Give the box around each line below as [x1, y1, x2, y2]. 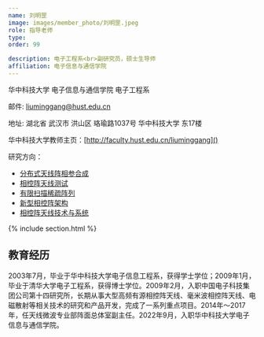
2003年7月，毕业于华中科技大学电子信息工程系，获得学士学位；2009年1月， [8, 271, 256, 280]
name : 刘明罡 [8, 11, 47, 20]
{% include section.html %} [8, 224, 97, 233]
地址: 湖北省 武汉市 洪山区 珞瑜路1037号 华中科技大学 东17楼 [8, 118, 203, 128]
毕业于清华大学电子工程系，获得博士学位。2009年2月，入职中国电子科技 [8, 280, 244, 290]
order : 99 [8, 41, 41, 49]
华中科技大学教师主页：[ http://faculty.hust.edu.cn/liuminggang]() [8, 135, 218, 144]
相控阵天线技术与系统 [19, 208, 89, 217]
